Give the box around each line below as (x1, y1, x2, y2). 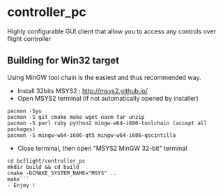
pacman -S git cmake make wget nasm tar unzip (7, 113, 145, 120)
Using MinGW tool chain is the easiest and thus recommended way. (7, 73, 201, 81)
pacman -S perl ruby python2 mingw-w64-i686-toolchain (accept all (7, 120, 208, 126)
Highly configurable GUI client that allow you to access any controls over (7, 27, 216, 35)
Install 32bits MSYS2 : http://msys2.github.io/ (17, 86, 148, 95)
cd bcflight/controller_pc (7, 157, 86, 164)
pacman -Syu (7, 107, 42, 115)
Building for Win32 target (7, 55, 120, 67)
